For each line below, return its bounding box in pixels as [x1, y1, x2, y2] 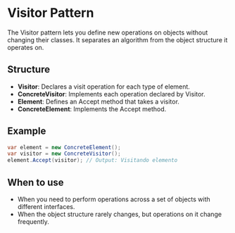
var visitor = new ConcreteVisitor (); [7, 150, 121, 158]
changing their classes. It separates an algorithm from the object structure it [7, 35, 228, 44]
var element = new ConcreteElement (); [7, 144, 121, 151]
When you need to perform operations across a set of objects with [17, 195, 211, 203]
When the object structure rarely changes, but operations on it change [17, 210, 222, 218]
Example [7, 125, 46, 137]
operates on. [7, 43, 44, 51]
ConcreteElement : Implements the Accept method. [17, 104, 167, 113]
